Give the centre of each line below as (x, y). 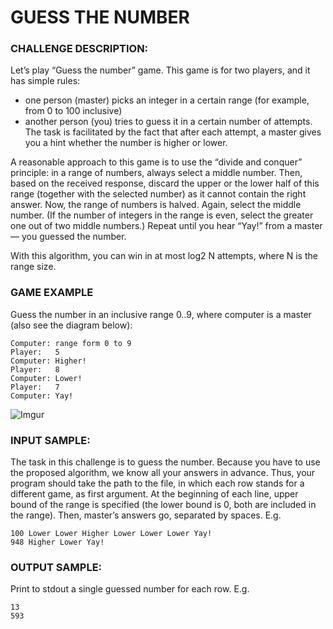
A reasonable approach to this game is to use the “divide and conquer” (156, 162)
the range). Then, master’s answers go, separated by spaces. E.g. (146, 515)
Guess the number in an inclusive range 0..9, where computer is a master (161, 314)
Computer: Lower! (46, 378)
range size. (33, 267)
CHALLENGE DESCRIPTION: (79, 49)
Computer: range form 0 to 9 (71, 343)
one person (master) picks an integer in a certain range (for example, (167, 100)
